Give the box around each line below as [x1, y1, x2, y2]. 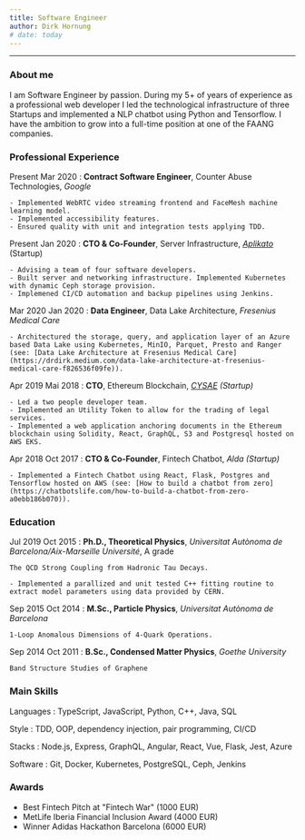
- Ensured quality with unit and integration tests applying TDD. [9, 222, 266, 232]
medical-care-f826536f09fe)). [9, 364, 124, 373]
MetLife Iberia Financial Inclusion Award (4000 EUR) [22, 811, 219, 822]
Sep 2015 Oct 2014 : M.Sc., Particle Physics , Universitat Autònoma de [9, 603, 274, 614]
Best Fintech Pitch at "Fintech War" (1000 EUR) [22, 801, 200, 813]
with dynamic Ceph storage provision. [9, 281, 156, 291]
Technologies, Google [9, 181, 92, 192]
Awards [9, 781, 44, 794]
